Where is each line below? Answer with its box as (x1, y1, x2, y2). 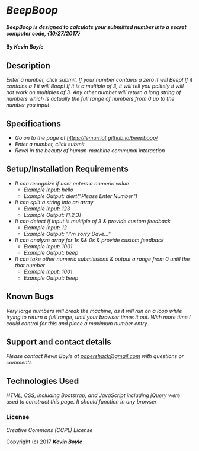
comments (6, 359, 33, 366)
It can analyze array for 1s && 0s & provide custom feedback (14, 236, 164, 244)
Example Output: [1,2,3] (23, 211, 81, 218)
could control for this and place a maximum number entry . (6, 319, 149, 327)
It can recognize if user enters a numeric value (14, 180, 129, 187)
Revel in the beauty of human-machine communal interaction (14, 147, 165, 154)
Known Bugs (6, 292, 54, 302)
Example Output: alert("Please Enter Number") (23, 192, 138, 199)
